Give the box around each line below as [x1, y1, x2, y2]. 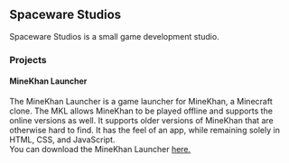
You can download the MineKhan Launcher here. [9, 143, 191, 154]
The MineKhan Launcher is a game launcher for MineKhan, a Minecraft [9, 95, 273, 106]
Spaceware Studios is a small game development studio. [9, 31, 219, 41]
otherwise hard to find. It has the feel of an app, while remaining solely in [9, 124, 280, 135]
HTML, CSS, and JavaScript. [9, 134, 116, 145]
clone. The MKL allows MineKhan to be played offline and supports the [9, 105, 274, 116]
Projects [9, 53, 47, 66]
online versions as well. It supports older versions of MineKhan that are [9, 114, 274, 125]
